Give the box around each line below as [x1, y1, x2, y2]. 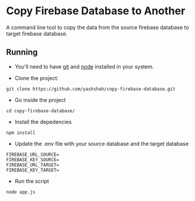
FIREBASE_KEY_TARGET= [6, 167, 60, 173]
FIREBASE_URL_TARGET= [6, 162, 60, 168]
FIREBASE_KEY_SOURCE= [6, 157, 60, 162]
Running [6, 47, 38, 58]
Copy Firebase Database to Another [6, 4, 186, 18]
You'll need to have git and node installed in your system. [14, 63, 154, 70]
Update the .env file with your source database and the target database [14, 140, 189, 147]
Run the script [14, 177, 49, 184]
